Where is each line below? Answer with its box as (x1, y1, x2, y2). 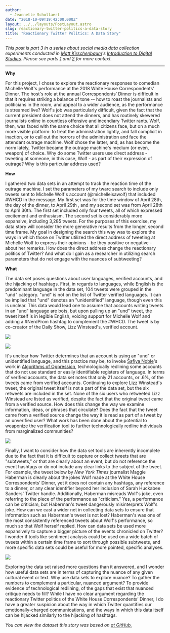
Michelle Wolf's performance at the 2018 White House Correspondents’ (5, 86, 154, 91)
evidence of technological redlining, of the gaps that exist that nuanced (5, 585, 154, 591)
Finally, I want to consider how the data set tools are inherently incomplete (5, 448, 160, 454)
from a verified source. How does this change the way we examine (5, 401, 145, 407)
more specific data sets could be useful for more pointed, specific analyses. (5, 544, 164, 550)
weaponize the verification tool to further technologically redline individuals (5, 423, 163, 429)
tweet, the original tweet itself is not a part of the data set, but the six (5, 385, 149, 391)
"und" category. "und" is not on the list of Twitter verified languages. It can (5, 292, 161, 297)
